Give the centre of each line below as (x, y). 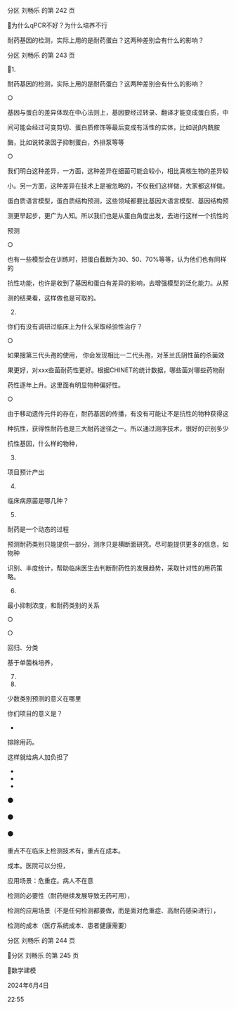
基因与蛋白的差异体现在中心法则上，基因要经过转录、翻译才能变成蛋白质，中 (118, 112)
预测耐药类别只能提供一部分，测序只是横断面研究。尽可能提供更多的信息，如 (118, 544)
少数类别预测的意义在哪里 (44, 698)
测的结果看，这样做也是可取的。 (53, 298)
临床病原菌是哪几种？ (38, 501)
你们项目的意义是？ (35, 713)
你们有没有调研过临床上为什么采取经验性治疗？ (75, 326)
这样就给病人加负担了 (38, 757)
